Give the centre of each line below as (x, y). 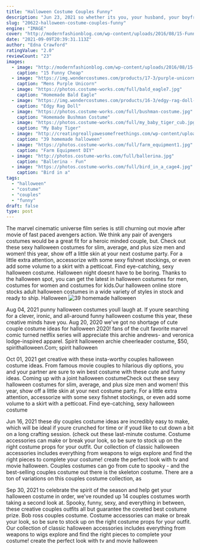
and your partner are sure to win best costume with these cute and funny (96, 372)
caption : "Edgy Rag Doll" (49, 106)
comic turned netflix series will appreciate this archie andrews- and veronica (100, 335)
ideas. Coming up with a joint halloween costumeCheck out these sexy (93, 378)
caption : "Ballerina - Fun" (51, 162)
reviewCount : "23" (29, 56)
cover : (14, 34)
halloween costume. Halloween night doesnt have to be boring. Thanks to (96, 273)
